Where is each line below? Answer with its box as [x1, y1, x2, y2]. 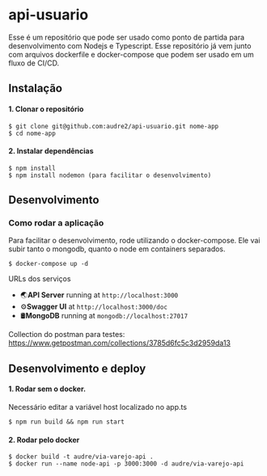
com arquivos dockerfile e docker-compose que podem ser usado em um [8, 49, 254, 59]
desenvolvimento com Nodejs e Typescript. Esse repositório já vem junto [8, 40, 252, 50]
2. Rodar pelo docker [8, 435, 80, 444]
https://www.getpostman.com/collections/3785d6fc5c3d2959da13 [8, 338, 231, 348]
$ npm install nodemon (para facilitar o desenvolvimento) [8, 171, 212, 179]
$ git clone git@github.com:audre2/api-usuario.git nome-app [8, 122, 219, 130]
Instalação [8, 82, 63, 95]
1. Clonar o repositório [8, 103, 84, 114]
